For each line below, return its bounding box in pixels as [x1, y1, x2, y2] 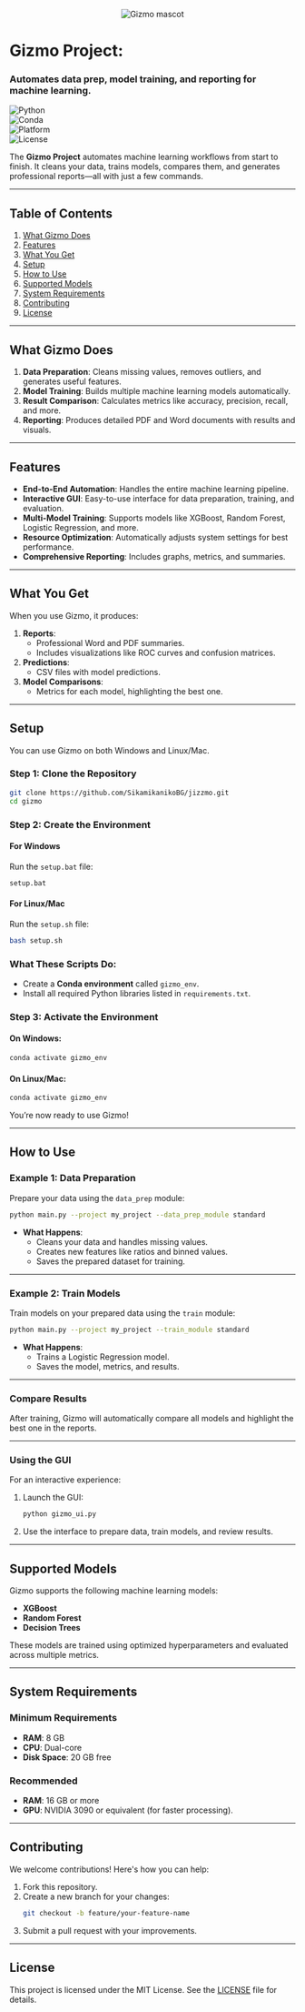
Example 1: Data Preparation [9, 1172, 136, 1185]
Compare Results [9, 1392, 88, 1405]
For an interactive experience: [9, 1474, 122, 1485]
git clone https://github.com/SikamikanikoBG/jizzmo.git [9, 788, 230, 797]
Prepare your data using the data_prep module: [9, 1192, 185, 1203]
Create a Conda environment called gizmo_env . [22, 978, 200, 989]
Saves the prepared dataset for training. [35, 1256, 186, 1267]
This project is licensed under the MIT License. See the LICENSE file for [9, 1984, 278, 1995]
